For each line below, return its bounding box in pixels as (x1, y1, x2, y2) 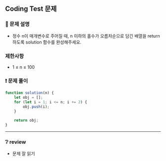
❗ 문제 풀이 (5, 77, 28, 84)
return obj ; (14, 118, 39, 122)
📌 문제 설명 (5, 21, 30, 28)
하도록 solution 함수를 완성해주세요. (12, 39, 82, 45)
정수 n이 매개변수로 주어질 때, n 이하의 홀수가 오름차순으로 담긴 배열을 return (12, 33, 161, 39)
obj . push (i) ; (23, 104, 50, 109)
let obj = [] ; (14, 95, 43, 100)
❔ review (5, 139, 26, 146)
